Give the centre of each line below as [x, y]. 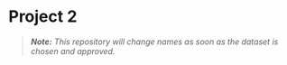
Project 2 [43, 17]
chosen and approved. [73, 51]
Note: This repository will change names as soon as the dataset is [154, 42]
